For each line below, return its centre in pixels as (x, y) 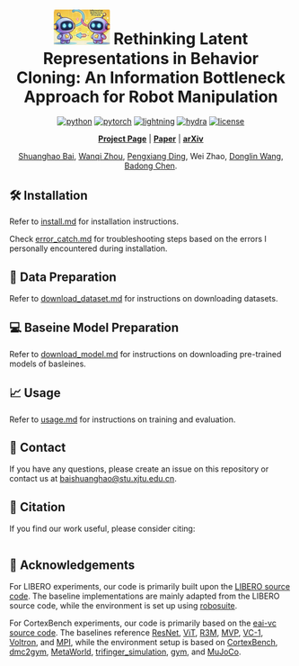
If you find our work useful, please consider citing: (102, 529)
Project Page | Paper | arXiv (151, 139)
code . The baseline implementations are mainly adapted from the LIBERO (145, 596)
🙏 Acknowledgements (72, 565)
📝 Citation (37, 507)
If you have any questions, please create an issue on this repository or (139, 469)
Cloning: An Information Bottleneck (151, 77)
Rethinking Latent (181, 39)
